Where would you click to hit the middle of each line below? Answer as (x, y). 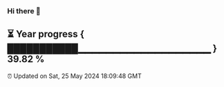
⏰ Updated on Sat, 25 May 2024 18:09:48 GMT (74, 76)
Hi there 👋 (24, 11)
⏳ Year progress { (46, 34)
